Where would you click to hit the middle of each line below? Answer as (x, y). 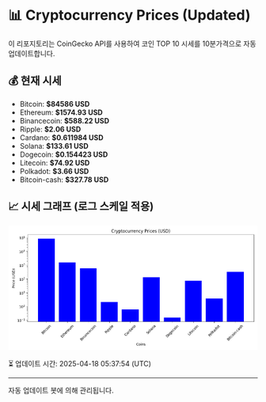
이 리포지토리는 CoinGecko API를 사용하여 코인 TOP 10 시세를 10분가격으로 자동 (132, 44)
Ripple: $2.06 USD (50, 129)
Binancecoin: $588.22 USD (64, 120)
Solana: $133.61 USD (54, 146)
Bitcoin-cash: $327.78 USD (64, 180)
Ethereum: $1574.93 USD (61, 112)
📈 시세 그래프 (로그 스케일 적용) (81, 207)
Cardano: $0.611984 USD (62, 137)
